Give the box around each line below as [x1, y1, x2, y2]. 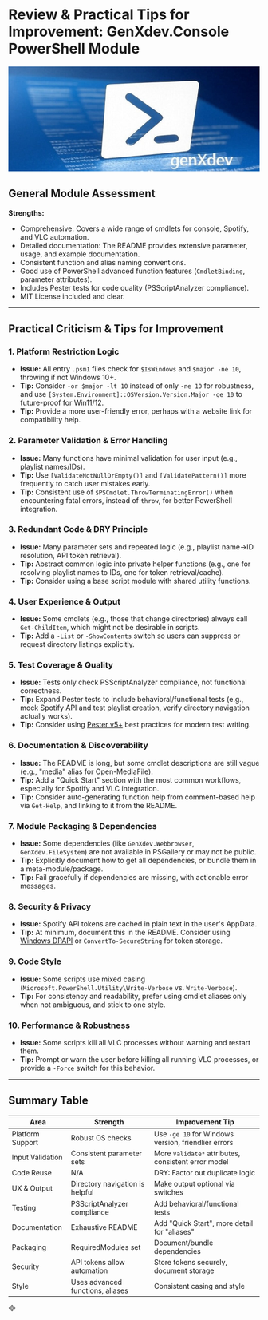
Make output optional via [154, 1179, 235, 1189]
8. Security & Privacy [8, 901, 92, 912]
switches [154, 1187, 183, 1197]
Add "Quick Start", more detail [154, 1218, 254, 1227]
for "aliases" [154, 1227, 195, 1236]
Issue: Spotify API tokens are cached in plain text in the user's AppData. [19, 919, 258, 929]
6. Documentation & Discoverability [8, 740, 149, 751]
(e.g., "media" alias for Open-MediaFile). [19, 767, 153, 776]
